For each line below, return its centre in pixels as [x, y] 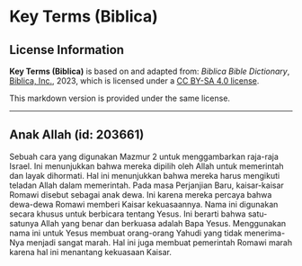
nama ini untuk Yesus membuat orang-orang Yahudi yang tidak [126, 233]
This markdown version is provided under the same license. [120, 98]
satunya [24, 223]
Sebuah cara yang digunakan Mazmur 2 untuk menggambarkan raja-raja [144, 156]
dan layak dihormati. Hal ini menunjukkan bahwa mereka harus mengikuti [145, 175]
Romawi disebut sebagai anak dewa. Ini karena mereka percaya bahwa [141, 194]
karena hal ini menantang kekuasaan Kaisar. [91, 252]
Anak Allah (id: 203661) [77, 135]
